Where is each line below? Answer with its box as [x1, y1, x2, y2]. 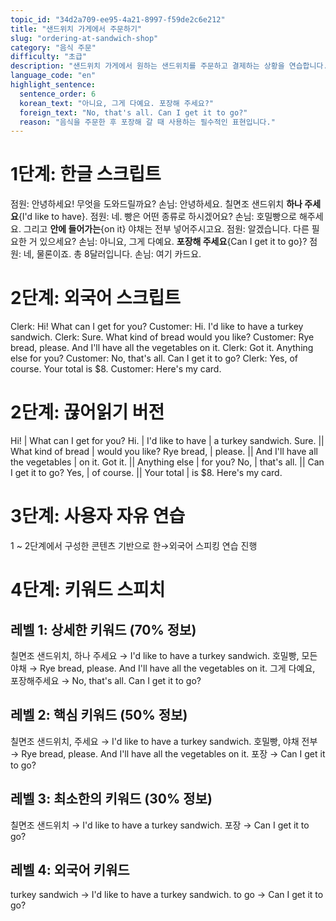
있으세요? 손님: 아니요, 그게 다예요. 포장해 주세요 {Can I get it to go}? [39, 236, 308, 248]
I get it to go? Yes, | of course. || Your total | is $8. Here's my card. [10, 467, 283, 479]
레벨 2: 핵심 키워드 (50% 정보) [10, 707, 188, 724]
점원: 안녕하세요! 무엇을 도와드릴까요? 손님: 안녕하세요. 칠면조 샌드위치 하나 [10, 198, 303, 210]
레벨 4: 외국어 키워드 [10, 862, 130, 879]
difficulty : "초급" [10, 52, 88, 62]
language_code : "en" [10, 71, 97, 81]
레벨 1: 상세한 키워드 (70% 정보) [10, 621, 197, 638]
